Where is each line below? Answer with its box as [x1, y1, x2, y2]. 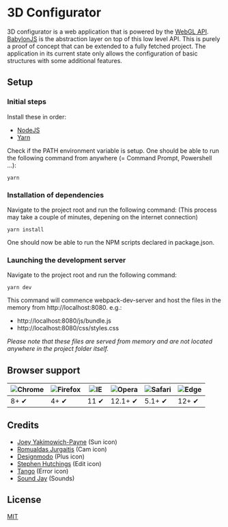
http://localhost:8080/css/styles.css [16, 324, 119, 332]
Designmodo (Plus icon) [16, 452, 85, 461]
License [7, 494, 42, 506]
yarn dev [7, 284, 32, 291]
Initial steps [7, 97, 46, 107]
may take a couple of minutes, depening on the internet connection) [7, 212, 198, 221]
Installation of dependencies [7, 190, 104, 199]
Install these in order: [7, 112, 67, 121]
